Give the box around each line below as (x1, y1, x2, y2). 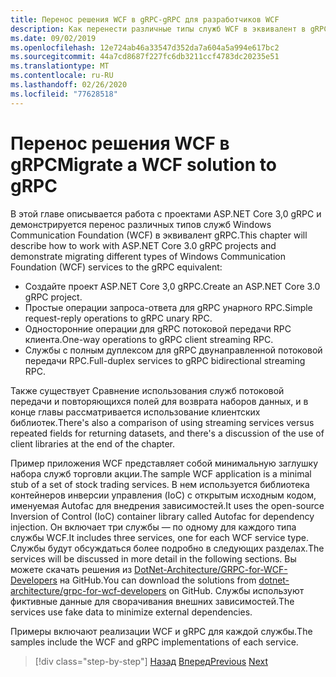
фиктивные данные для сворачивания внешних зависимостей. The (10, 595, 295, 607)
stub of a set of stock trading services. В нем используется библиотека (10, 478, 310, 490)
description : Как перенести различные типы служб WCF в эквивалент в (10, 24, 307, 34)
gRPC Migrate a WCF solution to (10, 153, 278, 176)
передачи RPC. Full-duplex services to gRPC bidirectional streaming (24, 354, 306, 366)
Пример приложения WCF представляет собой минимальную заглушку (10, 457, 319, 469)
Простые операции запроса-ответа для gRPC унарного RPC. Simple (24, 301, 313, 313)
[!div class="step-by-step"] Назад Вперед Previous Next (34, 655, 268, 667)
